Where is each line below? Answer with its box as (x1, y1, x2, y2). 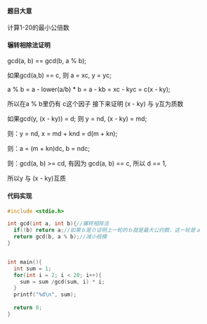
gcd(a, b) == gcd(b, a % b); (7, 57, 87, 65)
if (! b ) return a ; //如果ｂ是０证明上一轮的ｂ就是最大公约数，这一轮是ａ (13, 227, 201, 234)
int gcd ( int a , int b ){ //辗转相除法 (7, 220, 109, 227)
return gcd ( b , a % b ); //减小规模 (13, 234, 107, 241)
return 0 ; (13, 304, 42, 311)
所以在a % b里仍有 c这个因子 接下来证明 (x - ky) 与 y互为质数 (7, 100, 184, 108)
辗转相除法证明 (7, 41, 51, 49)
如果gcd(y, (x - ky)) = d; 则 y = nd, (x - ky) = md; (7, 114, 147, 123)
